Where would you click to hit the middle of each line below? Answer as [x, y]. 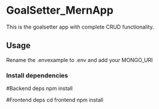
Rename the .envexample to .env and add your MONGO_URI [79, 60]
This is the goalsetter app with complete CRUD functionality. [80, 27]
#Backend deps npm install [40, 88]
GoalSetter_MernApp [60, 10]
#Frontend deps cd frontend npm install [55, 100]
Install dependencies [37, 75]
